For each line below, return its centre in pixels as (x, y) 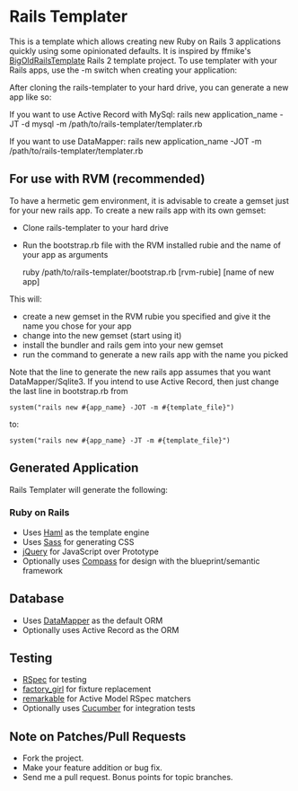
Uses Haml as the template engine (86, 532)
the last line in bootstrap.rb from (69, 391)
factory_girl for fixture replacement (87, 690)
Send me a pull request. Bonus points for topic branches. (127, 778)
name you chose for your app (77, 326)
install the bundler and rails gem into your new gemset (123, 345)
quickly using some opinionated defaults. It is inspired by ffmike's (130, 50)
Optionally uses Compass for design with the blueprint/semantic (141, 561)
